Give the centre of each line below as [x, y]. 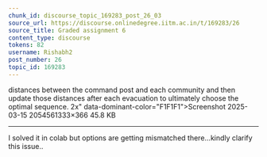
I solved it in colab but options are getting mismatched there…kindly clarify [130, 138]
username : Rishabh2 [41, 52]
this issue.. [26, 146]
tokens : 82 [26, 45]
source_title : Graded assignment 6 [67, 30]
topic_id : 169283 [37, 67]
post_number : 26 [35, 60]
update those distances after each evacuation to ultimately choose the [124, 98]
